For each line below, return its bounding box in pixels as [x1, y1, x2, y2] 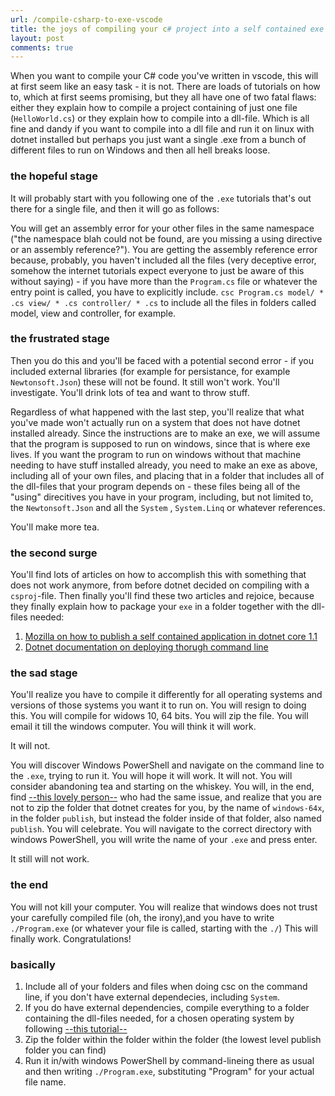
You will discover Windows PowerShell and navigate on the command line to [10, 759, 325, 771]
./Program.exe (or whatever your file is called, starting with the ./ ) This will [10, 922, 319, 934]
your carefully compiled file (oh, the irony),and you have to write [10, 911, 275, 923]
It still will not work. [10, 853, 90, 865]
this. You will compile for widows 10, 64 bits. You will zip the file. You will [10, 710, 309, 722]
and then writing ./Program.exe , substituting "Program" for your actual [24, 1066, 315, 1078]
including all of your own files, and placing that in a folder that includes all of [10, 469, 325, 481]
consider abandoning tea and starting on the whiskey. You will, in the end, [10, 781, 315, 793]
